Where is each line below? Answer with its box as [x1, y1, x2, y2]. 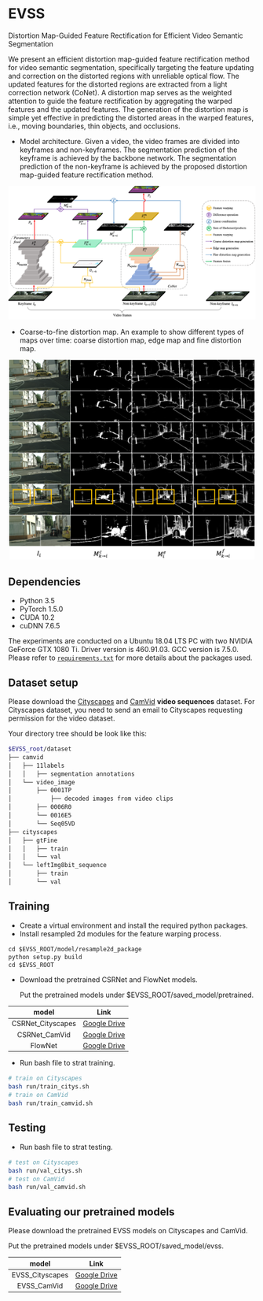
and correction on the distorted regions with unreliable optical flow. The [8, 71, 239, 80]
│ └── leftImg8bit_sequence [8, 862, 108, 869]
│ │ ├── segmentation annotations [8, 769, 135, 778]
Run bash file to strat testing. [19, 1142, 113, 1151]
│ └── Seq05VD [8, 820, 76, 828]
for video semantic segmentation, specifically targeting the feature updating [8, 62, 254, 72]
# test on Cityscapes [8, 1158, 79, 1166]
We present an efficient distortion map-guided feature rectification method [8, 54, 250, 64]
